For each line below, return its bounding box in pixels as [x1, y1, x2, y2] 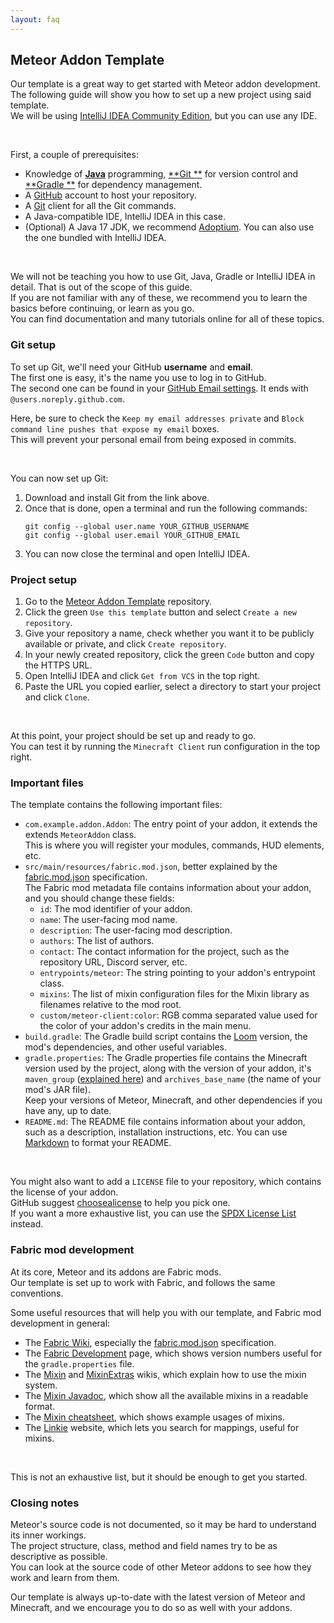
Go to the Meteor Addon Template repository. [24, 596, 213, 608]
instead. [10, 1218, 44, 1230]
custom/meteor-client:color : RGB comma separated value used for [39, 1009, 318, 1021]
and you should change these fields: [24, 892, 175, 905]
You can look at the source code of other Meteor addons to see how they [10, 1561, 312, 1573]
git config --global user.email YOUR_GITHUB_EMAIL [24, 530, 241, 540]
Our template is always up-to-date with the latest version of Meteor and [10, 1591, 306, 1603]
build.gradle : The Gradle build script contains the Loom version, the [24, 1031, 308, 1043]
